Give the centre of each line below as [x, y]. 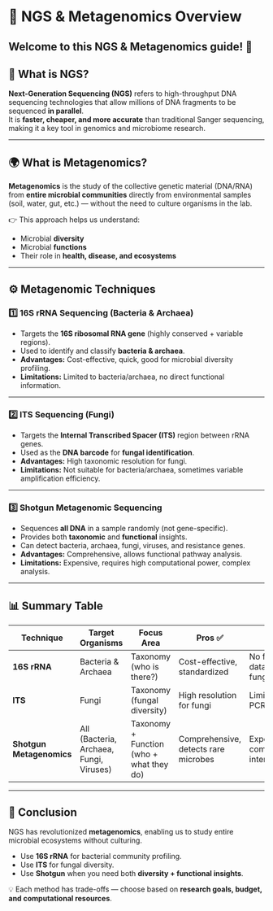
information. [40, 385]
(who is [145, 667]
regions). [35, 342]
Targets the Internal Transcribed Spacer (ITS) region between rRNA [135, 435]
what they [150, 765]
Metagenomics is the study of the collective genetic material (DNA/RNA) [131, 186]
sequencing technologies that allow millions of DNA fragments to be [122, 102]
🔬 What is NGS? [49, 74]
